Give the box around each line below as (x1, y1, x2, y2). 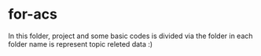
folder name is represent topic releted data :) (8, 39, 153, 48)
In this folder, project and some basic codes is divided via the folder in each (8, 31, 253, 40)
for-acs (8, 5, 57, 23)
